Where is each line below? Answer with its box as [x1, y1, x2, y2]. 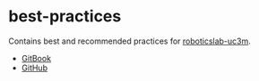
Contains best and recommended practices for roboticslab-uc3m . [8, 36, 252, 46]
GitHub [21, 62, 48, 73]
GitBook [21, 53, 51, 63]
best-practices [8, 6, 122, 27]
